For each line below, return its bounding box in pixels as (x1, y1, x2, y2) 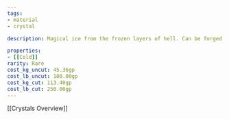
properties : (7, 47, 41, 55)
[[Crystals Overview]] (7, 104, 69, 113)
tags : (7, 10, 23, 17)
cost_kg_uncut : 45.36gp (7, 66, 75, 73)
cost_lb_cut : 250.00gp (7, 85, 72, 92)
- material (7, 16, 38, 23)
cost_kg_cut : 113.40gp (7, 79, 72, 86)
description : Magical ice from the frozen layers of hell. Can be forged (7, 35, 223, 42)
